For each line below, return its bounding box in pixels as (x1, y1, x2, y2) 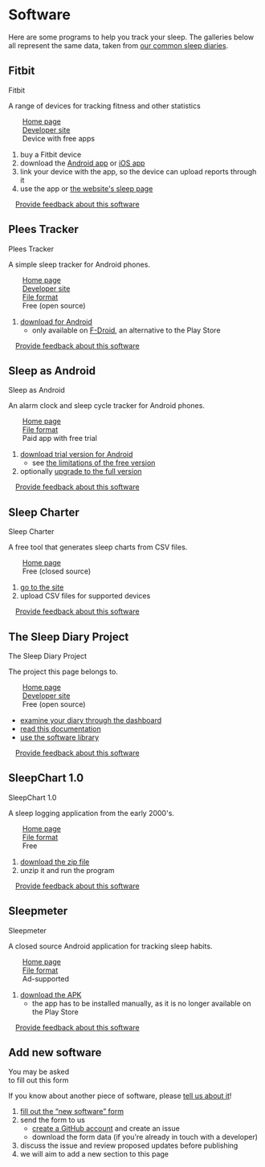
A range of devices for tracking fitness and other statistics (8, 100, 201, 110)
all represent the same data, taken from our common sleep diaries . (8, 40, 229, 50)
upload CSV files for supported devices (19, 591, 151, 601)
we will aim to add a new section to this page (19, 1149, 169, 1159)
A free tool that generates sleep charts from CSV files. (8, 542, 188, 552)
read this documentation (19, 724, 102, 733)
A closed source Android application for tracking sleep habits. (8, 941, 213, 951)
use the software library (19, 732, 100, 742)
